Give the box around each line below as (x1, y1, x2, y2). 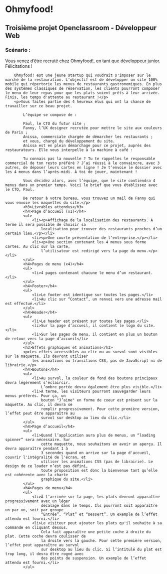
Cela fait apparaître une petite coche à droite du (40, 529, 151, 534)
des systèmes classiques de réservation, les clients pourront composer (5, 86, 160, 91)
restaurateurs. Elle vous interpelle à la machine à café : (5, 147, 133, 153)
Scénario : (5, 46, 31, 53)
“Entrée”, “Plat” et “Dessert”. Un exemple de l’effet (40, 512, 157, 517)
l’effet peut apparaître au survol (5, 542, 79, 547)
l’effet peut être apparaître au (5, 410, 75, 416)
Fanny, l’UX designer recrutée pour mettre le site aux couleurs (23, 125, 162, 130)
